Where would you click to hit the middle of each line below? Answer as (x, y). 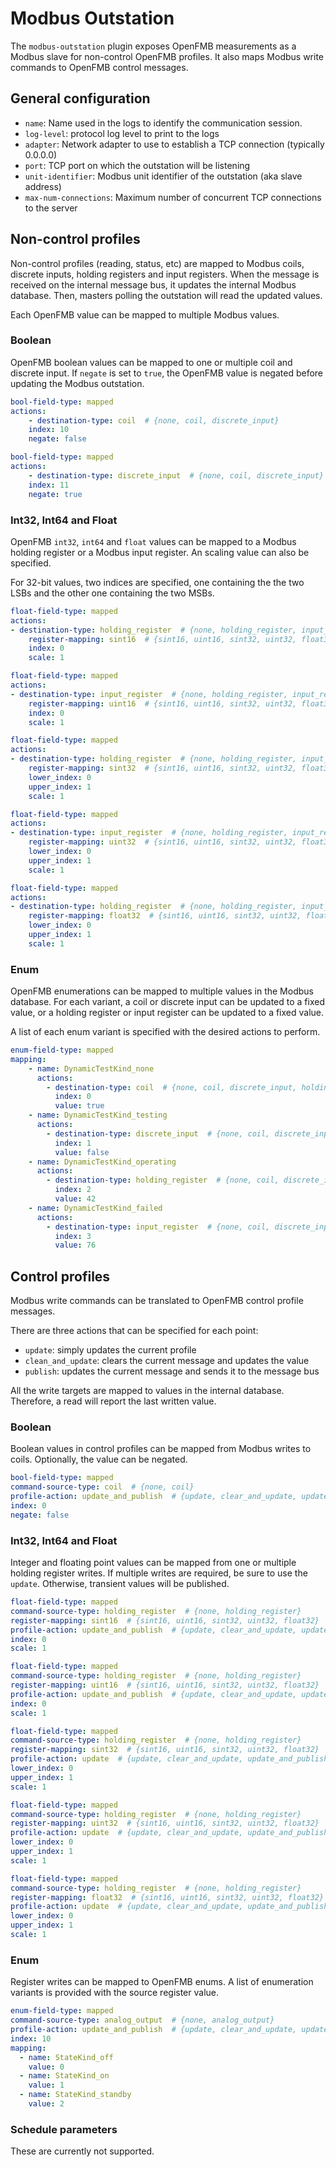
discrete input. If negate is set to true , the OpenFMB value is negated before (167, 373)
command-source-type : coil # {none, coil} (102, 1487)
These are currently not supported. (82, 2151)
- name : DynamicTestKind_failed (95, 1208)
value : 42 (75, 1199)
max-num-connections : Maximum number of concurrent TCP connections (173, 197)
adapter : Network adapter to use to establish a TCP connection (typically (174, 144)
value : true (79, 1106)
